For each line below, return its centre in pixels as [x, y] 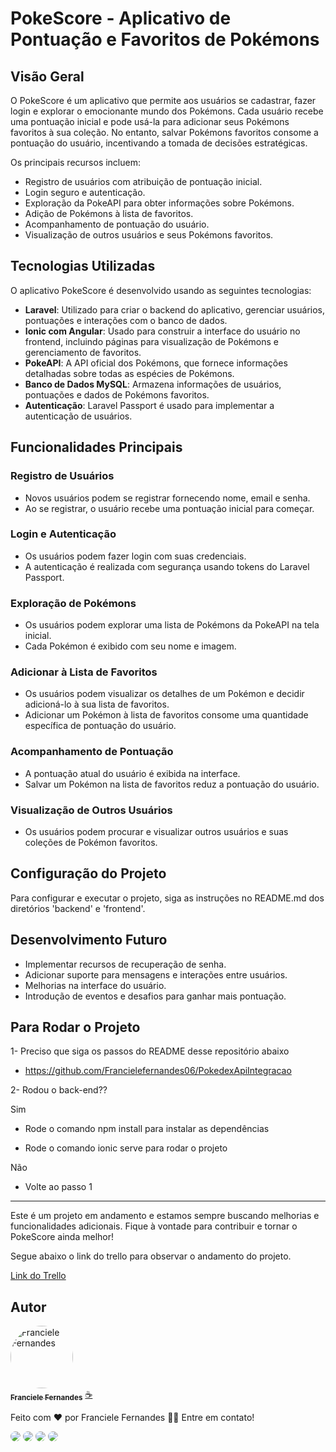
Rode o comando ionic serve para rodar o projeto [126, 1148]
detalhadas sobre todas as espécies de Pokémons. [129, 373]
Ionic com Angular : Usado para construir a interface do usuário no [162, 331]
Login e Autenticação [63, 534]
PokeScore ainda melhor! [62, 1237]
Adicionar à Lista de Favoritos [84, 672]
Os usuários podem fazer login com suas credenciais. [135, 556]
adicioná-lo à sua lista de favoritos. [97, 704]
